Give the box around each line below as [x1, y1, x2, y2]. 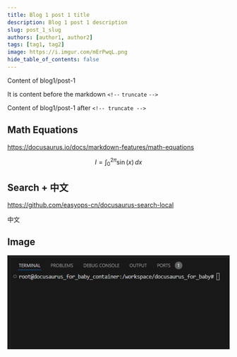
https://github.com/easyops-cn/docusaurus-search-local [7, 200, 174, 209]
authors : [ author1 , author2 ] [7, 34, 93, 41]
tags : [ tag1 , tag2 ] [7, 41, 65, 49]
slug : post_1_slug [7, 26, 61, 33]
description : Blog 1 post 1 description [7, 18, 128, 26]
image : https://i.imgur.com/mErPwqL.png [7, 49, 128, 56]
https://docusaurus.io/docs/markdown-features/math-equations [7, 143, 195, 151]
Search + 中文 [7, 181, 69, 193]
